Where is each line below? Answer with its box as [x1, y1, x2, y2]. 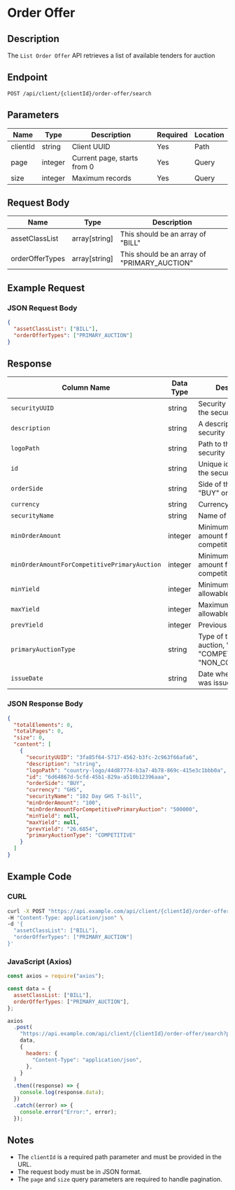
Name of [198, 511, 227, 520]
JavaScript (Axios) [7, 956, 72, 966]
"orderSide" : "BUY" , [25, 780, 86, 787]
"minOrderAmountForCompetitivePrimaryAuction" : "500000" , [25, 806, 199, 813]
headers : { [25, 1049, 58, 1057]
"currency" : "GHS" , [25, 786, 83, 793]
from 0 [71, 162, 94, 171]
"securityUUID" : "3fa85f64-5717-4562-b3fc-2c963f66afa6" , [25, 753, 199, 760]
